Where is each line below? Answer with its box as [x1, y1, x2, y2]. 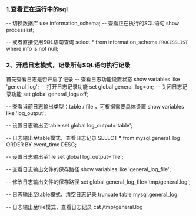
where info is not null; [6, 45, 59, 53]
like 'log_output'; [6, 109, 46, 116]
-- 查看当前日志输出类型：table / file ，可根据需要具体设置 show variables [6, 103, 184, 110]
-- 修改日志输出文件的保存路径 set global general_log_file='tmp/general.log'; [6, 178, 191, 185]
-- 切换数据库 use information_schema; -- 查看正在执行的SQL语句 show [6, 19, 180, 27]
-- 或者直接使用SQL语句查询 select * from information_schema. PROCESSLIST [6, 38, 188, 45]
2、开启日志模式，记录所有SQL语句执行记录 [6, 61, 131, 69]
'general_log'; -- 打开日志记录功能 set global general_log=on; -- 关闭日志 [6, 83, 182, 90]
